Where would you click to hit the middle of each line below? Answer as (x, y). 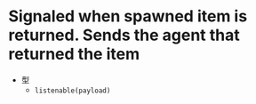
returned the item (74, 54)
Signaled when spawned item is (128, 16)
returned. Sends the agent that (124, 35)
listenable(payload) (72, 91)
